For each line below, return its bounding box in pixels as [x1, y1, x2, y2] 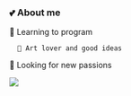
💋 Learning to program [9, 27, 92, 38]
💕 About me [9, 6, 61, 19]
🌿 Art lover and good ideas [17, 44, 123, 53]
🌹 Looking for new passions [9, 60, 112, 71]
